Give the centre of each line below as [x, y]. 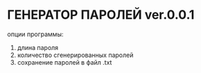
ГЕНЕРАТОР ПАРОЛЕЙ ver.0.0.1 [101, 15]
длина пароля [38, 47]
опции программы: [35, 34]
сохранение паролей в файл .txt [64, 62]
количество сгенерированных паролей [75, 55]
